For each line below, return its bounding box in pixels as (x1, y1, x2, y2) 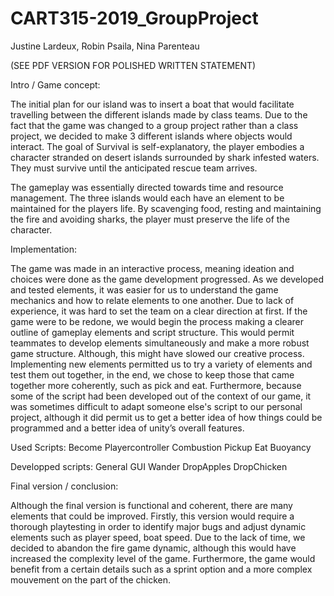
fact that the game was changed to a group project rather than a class (10, 119, 299, 131)
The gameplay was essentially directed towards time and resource (10, 181, 284, 193)
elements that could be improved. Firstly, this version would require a (10, 510, 295, 522)
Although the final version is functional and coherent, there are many (10, 499, 293, 511)
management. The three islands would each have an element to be (10, 192, 285, 204)
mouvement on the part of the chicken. (10, 573, 172, 586)
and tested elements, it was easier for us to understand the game (10, 283, 279, 296)
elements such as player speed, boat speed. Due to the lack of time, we (10, 531, 306, 543)
